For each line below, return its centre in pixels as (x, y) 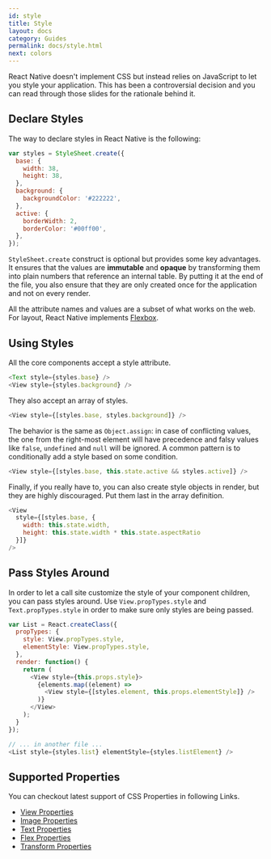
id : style (25, 16)
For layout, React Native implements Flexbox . (84, 318)
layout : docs (30, 31)
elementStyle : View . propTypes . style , (87, 647)
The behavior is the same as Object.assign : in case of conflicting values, (130, 430)
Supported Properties (64, 777)
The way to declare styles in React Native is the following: (104, 138)
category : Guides (38, 38)
